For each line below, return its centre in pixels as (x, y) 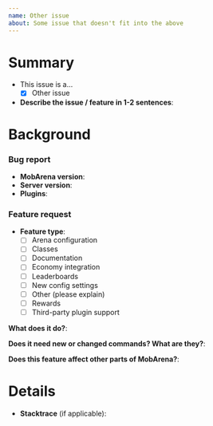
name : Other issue (39, 16)
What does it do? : (38, 328)
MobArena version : (52, 176)
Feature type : (43, 231)
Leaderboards (55, 276)
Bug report (30, 159)
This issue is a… (46, 85)
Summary (41, 63)
